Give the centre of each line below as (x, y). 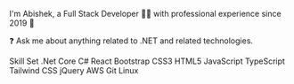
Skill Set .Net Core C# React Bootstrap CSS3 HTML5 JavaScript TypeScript (147, 61)
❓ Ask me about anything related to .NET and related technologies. (131, 41)
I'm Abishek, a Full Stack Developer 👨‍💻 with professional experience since (146, 14)
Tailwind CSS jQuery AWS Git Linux (74, 70)
